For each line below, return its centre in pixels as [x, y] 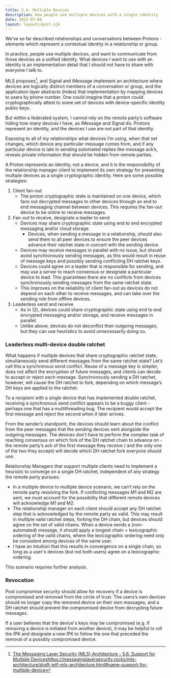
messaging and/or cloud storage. [55, 228]
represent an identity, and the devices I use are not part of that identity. [80, 128]
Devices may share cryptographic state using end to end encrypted [91, 223]
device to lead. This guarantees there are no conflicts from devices [91, 277]
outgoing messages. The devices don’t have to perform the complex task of [85, 435]
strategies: [17, 181]
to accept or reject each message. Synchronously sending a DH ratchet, [81, 377]
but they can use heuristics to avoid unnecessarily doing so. [83, 331]
